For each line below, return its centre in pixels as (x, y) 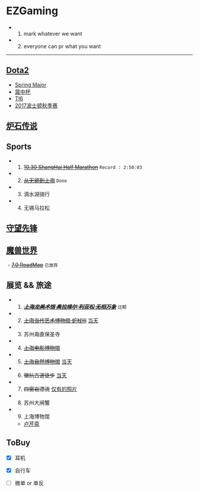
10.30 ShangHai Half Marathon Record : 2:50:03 (83, 167)
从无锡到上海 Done (45, 180)
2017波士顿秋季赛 (36, 106)
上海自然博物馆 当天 (48, 361)
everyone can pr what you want (62, 46)
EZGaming (32, 11)
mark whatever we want (53, 33)
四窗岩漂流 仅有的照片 (50, 389)
